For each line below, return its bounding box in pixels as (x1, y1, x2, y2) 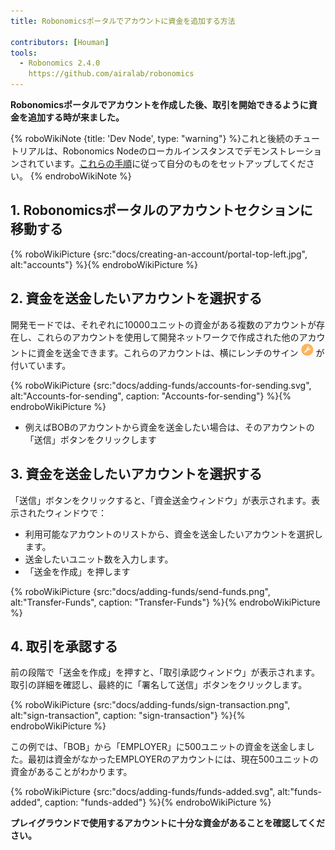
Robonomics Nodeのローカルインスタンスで (62, 145, 244, 157)
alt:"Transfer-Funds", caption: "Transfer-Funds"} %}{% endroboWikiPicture (10, 596, 321, 608)
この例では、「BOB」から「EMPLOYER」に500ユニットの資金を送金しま (10, 741, 307, 753)
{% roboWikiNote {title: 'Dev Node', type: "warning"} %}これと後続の (10, 133, 295, 144)
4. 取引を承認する (10, 638, 118, 655)
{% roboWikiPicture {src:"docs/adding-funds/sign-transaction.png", (10, 699, 291, 711)
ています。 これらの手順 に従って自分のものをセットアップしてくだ (36, 158, 307, 169)
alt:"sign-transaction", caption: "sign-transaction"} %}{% (10, 710, 246, 722)
